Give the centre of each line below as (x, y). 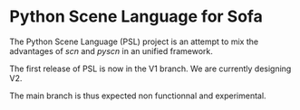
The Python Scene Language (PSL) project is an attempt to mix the (134, 41)
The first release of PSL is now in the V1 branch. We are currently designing (150, 69)
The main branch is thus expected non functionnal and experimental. (138, 96)
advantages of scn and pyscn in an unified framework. (111, 50)
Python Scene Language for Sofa (136, 17)
